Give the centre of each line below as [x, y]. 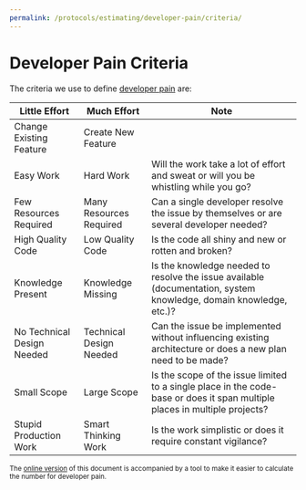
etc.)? [163, 311]
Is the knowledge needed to [211, 266]
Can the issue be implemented [217, 326]
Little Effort [45, 110]
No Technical [42, 331]
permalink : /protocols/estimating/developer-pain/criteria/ [126, 18]
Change [31, 126]
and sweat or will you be [204, 175]
